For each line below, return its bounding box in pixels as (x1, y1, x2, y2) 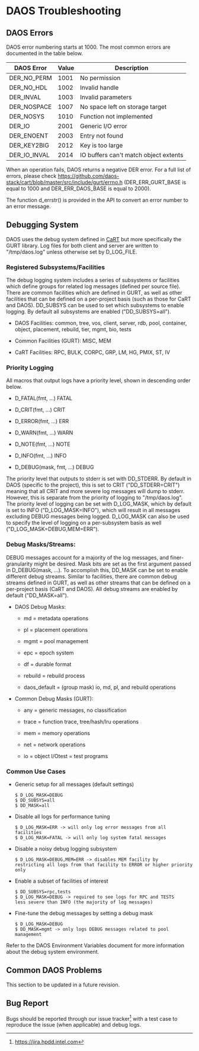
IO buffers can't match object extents (79, 151, 184, 159)
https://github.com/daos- (57, 172, 120, 179)
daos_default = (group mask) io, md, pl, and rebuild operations (23, 683, 176, 691)
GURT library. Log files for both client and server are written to (6, 242, 159, 249)
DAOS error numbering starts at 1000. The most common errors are (6, 43, 171, 50)
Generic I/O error (79, 122, 127, 130)
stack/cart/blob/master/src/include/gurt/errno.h (6, 179, 123, 186)
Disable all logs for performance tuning (14, 813, 111, 820)
